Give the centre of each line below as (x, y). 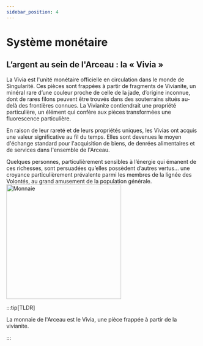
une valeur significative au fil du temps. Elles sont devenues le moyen (94, 137)
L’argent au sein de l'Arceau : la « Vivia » (85, 65)
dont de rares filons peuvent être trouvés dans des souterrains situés (93, 99)
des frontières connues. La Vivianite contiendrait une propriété (97, 105)
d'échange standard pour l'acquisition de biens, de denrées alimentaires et (101, 143)
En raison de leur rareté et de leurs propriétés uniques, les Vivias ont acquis (102, 130)
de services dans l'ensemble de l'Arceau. (58, 150)
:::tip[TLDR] (21, 307)
